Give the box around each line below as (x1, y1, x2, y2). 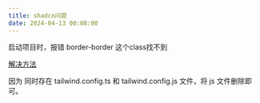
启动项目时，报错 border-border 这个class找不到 (8, 42, 168, 52)
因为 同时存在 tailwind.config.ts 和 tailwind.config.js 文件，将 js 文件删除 (8, 76, 246, 85)
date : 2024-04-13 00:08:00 (8, 19, 98, 27)
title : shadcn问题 (8, 11, 67, 20)
